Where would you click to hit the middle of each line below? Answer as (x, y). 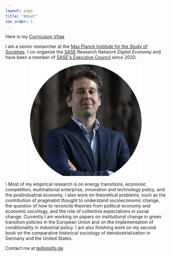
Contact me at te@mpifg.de (34, 248)
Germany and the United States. (39, 238)
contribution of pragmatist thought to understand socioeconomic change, (82, 200)
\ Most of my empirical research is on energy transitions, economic (76, 184)
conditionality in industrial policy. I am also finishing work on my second (81, 227)
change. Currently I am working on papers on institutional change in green (83, 217)
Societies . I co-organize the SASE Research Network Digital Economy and (83, 52)
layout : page (19, 11)
